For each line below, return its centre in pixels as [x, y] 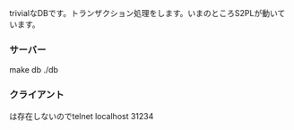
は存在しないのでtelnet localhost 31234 [82, 116]
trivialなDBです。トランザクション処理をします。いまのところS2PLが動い [143, 13]
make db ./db [34, 70]
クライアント [37, 95]
